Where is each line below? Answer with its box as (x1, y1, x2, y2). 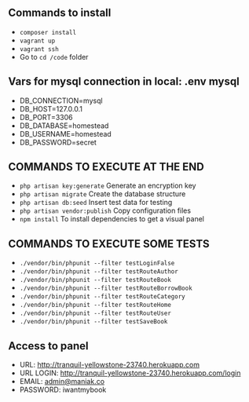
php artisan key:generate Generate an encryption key (19, 181, 196, 191)
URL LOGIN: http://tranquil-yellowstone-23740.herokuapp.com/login (19, 368, 241, 378)
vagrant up (19, 37, 56, 45)
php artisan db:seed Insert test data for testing (19, 198, 173, 207)
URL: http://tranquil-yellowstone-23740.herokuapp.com (19, 360, 200, 370)
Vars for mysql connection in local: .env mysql (8, 75, 240, 89)
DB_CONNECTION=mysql (19, 96, 104, 105)
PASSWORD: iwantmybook (19, 385, 107, 395)
